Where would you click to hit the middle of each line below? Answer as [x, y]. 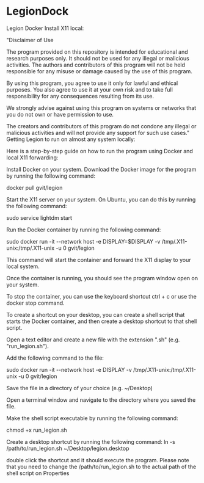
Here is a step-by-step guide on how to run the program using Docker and [100, 151]
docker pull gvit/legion [35, 187]
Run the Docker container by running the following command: [84, 230]
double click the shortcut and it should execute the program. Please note [98, 460]
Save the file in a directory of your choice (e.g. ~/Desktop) [79, 388]
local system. [23, 266]
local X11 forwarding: [32, 158]
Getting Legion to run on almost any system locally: [71, 139]
